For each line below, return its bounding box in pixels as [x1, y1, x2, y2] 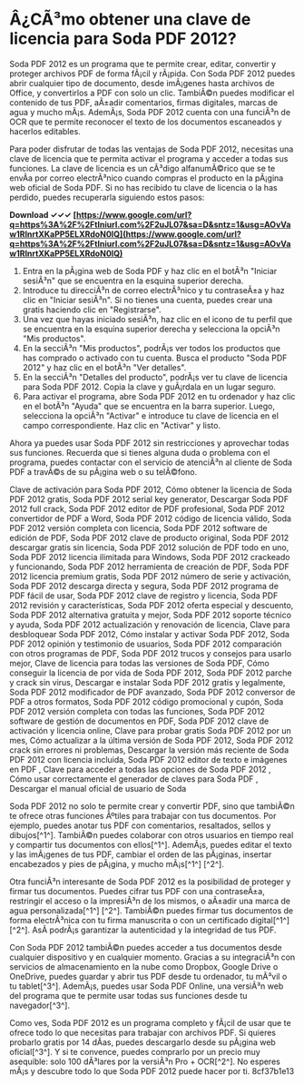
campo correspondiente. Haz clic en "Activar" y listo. [22, 419, 221, 430]
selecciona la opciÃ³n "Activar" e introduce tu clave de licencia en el [22, 409, 279, 421]
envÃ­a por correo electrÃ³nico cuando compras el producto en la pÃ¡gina [9, 173, 284, 183]
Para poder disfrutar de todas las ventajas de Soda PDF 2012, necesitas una [9, 143, 294, 154]
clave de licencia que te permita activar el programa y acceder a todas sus [9, 153, 289, 163]
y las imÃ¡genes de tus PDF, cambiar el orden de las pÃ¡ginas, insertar [9, 849, 272, 860]
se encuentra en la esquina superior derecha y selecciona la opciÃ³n [22, 323, 280, 334]
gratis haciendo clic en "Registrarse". [22, 304, 162, 315]
